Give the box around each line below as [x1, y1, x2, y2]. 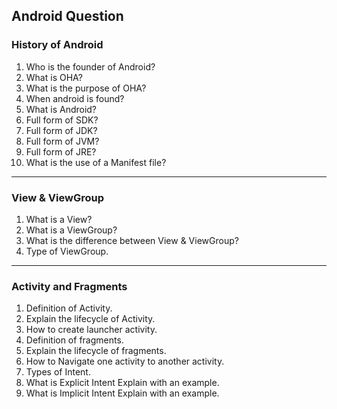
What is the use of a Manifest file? [25, 156, 167, 168]
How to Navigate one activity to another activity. [25, 355, 225, 368]
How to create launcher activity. [25, 324, 158, 336]
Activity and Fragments [11, 279, 128, 293]
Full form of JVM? [25, 135, 100, 147]
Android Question [11, 8, 124, 25]
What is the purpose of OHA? [25, 82, 147, 94]
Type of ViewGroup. [25, 245, 109, 257]
